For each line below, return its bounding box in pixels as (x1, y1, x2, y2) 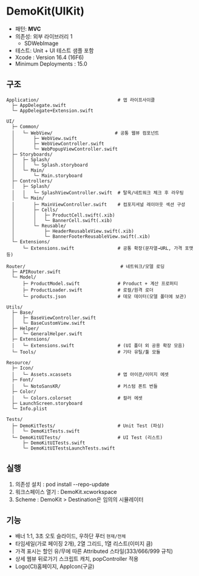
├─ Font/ (12, 376, 34, 383)
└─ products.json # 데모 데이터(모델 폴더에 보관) (22, 293, 187, 299)
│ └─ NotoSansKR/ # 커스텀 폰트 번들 (12, 383, 158, 389)
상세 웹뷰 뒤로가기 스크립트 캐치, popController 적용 (15, 555, 139, 563)
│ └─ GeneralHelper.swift (12, 330, 83, 337)
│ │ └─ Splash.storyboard (12, 162, 88, 168)
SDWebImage (24, 40, 59, 47)
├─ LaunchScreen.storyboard (12, 400, 83, 406)
